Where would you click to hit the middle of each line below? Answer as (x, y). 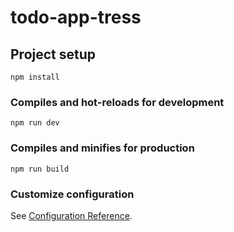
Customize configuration (72, 194)
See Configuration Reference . (71, 215)
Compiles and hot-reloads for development (117, 102)
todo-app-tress (76, 17)
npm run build (40, 169)
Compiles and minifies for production (102, 148)
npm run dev (35, 123)
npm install (35, 77)
